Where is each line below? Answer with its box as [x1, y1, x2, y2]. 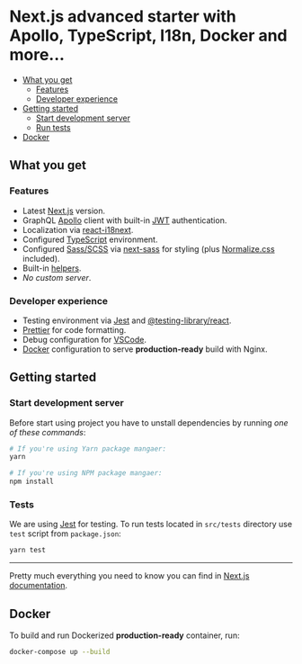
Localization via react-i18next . [22, 224, 134, 235]
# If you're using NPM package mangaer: [9, 469, 164, 478]
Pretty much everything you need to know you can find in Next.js [9, 570, 250, 581]
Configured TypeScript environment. [22, 234, 158, 245]
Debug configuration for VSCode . [22, 334, 147, 345]
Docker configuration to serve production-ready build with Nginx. [22, 344, 268, 354]
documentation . [9, 580, 68, 591]
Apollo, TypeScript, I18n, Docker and [9, 25, 288, 46]
